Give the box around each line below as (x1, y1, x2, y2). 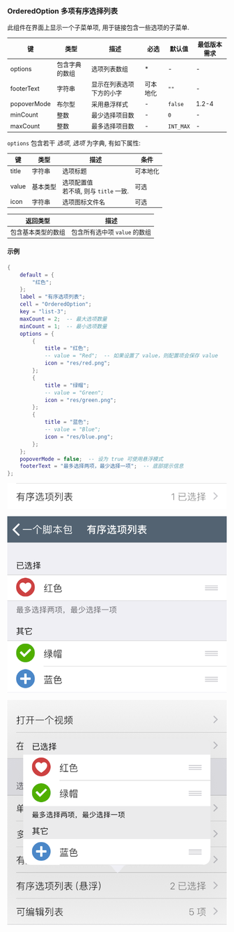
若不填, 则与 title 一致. (62, 186, 130, 195)
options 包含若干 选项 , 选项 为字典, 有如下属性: (7, 138, 141, 147)
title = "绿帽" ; (44, 382, 90, 389)
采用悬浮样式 (91, 100, 129, 108)
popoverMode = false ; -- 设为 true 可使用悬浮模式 (19, 455, 164, 462)
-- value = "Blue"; (44, 426, 101, 433)
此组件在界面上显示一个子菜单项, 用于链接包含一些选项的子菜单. (7, 23, 190, 32)
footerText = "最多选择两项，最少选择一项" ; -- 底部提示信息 (19, 463, 184, 470)
